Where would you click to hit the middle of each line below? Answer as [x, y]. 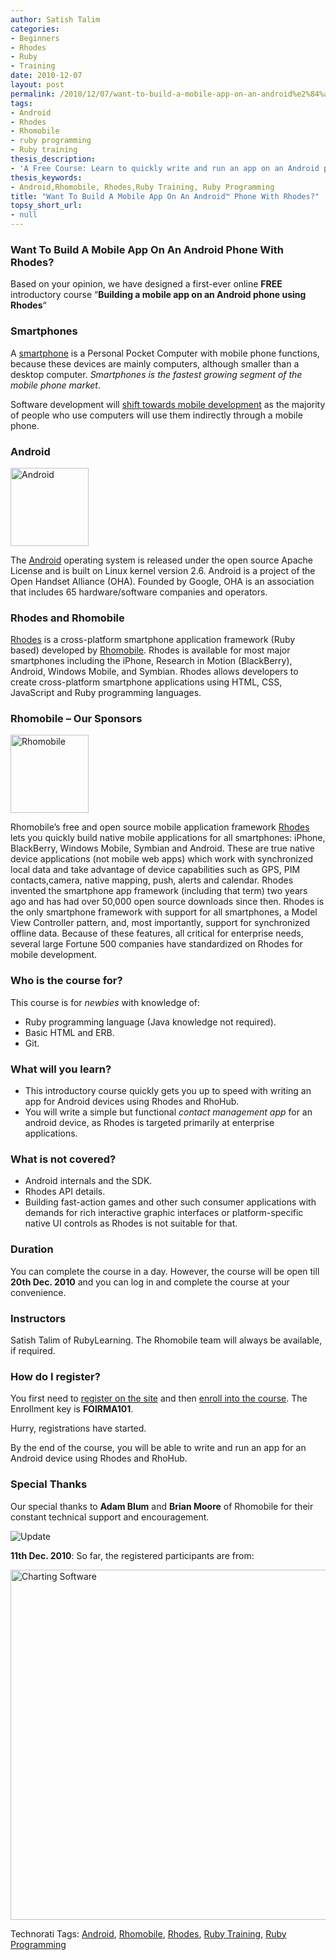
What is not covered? [63, 1159]
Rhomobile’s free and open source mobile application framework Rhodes [160, 827]
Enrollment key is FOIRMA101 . [72, 1409]
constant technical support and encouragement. [110, 1517]
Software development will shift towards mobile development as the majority [168, 404]
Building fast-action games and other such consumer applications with [170, 1202]
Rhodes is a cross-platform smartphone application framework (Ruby [153, 640]
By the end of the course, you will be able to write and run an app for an [158, 1448]
